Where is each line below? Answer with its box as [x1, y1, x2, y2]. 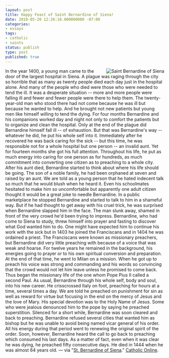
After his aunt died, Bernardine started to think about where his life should [5, 165, 159, 171]
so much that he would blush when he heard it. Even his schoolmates [5, 181, 149, 187]
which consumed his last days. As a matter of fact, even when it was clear [5, 336, 159, 342]
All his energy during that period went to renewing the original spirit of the [5, 326, 159, 332]
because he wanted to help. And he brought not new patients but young [5, 106, 155, 112]
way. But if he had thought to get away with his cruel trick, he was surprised [5, 202, 163, 209]
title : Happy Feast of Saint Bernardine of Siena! [5, 12, 114, 17]
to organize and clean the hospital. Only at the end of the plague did [5, 122, 147, 128]
